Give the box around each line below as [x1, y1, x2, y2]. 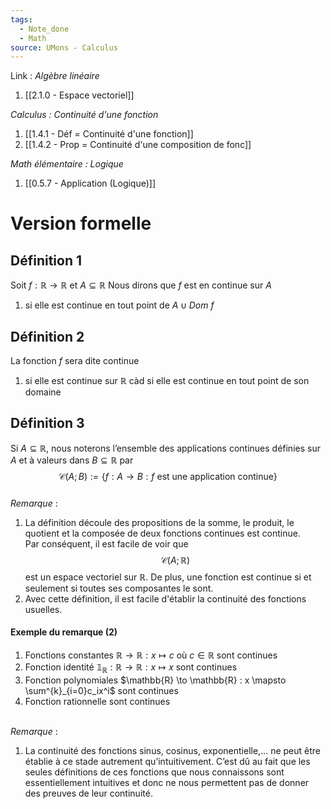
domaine [24, 386, 62, 398]
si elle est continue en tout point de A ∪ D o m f [24, 299, 215, 311]
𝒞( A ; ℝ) [160, 554, 191, 566]
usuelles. [24, 603, 63, 615]
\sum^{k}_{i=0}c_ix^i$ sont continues [24, 684, 179, 696]
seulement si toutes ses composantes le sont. [24, 582, 214, 594]
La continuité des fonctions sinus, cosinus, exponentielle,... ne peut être [24, 744, 322, 756]
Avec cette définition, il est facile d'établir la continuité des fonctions [24, 592, 307, 605]
